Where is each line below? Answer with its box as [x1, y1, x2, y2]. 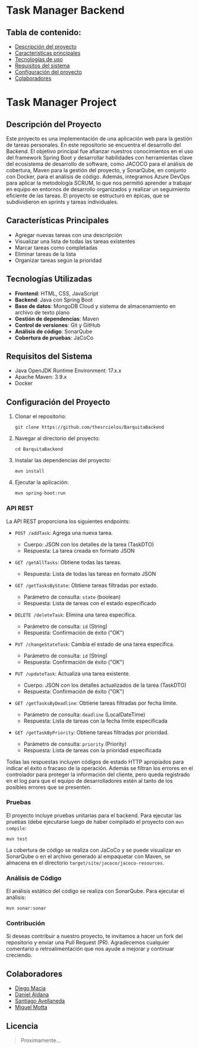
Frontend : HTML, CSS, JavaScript [14, 290, 99, 297]
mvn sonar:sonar [6, 905, 46, 911]
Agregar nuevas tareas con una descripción [14, 231, 122, 238]
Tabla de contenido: [6, 27, 81, 38]
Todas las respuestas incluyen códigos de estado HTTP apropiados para [6, 758, 184, 765]
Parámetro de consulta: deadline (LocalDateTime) [23, 711, 146, 718]
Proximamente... [20, 1037, 61, 1044]
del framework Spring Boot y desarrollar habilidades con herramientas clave [6, 154, 193, 161]
